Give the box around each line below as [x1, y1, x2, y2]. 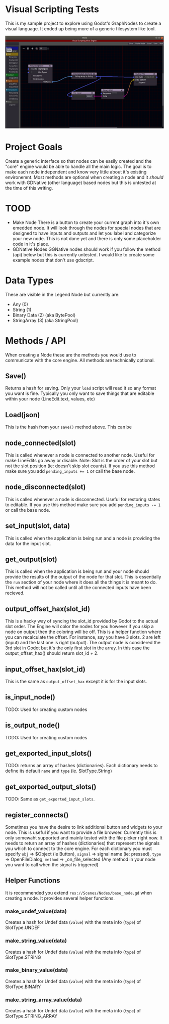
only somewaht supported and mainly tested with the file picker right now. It [5, 835, 162, 841]
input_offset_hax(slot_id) [5, 665, 86, 674]
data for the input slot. [5, 540, 51, 547]
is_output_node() [5, 721, 60, 730]
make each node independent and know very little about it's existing [5, 168, 147, 175]
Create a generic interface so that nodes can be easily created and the [5, 158, 152, 164]
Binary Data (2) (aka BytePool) [12, 312, 76, 318]
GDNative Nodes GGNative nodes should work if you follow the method [12, 246, 161, 252]
